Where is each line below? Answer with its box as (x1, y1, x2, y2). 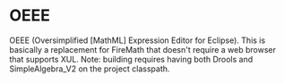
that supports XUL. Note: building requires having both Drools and (9, 54, 254, 64)
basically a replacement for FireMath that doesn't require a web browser (9, 44, 276, 54)
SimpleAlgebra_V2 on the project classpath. (9, 63, 170, 74)
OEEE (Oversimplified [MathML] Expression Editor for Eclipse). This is (9, 35, 266, 46)
